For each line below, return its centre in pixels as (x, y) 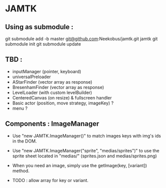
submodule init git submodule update (43, 44)
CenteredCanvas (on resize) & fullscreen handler (62, 97)
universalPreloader (31, 77)
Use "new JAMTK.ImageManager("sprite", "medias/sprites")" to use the (86, 150)
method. (21, 171)
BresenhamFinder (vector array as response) (58, 87)
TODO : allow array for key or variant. (50, 180)
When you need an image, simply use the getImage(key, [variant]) (80, 165)
